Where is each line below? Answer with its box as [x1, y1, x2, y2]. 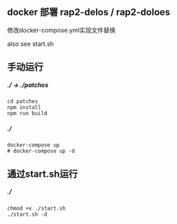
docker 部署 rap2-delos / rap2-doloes [7, 6, 170, 18]
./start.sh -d [7, 211, 48, 218]
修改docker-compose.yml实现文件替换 [7, 26, 116, 34]
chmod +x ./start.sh [7, 205, 67, 212]
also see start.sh [7, 40, 54, 48]
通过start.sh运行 [7, 168, 78, 179]
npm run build [7, 110, 48, 117]
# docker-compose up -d [7, 148, 75, 155]
